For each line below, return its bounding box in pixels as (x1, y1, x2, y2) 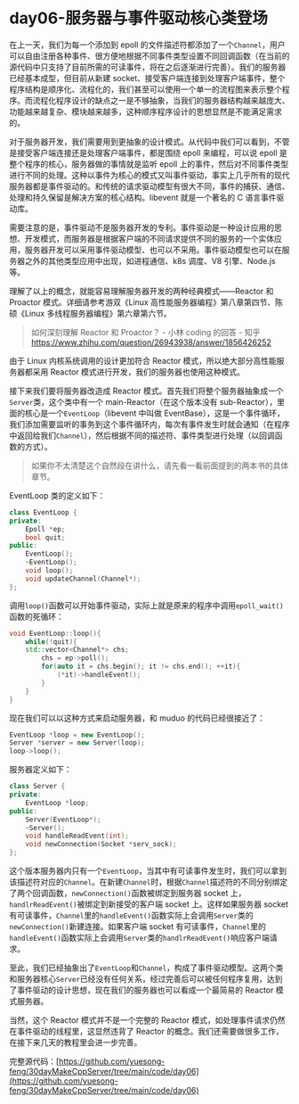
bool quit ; (25, 532, 66, 542)
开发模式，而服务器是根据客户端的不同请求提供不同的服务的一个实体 (24, 233, 274, 243)
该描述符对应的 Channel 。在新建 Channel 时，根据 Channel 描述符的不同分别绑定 (9, 877, 288, 887)
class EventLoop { (9, 507, 77, 517)
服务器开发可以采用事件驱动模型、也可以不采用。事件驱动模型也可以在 (24, 244, 282, 255)
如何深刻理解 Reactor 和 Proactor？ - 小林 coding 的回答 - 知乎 (30, 326, 261, 337)
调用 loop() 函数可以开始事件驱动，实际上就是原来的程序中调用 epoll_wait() (9, 599, 284, 611)
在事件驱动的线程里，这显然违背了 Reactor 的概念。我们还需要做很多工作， (9, 1026, 284, 1037)
